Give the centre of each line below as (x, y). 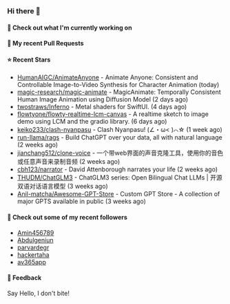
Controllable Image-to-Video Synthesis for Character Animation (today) (118, 85)
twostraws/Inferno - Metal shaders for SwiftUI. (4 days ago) (102, 107)
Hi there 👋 (24, 11)
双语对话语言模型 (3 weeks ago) (62, 187)
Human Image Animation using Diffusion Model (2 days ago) (103, 99)
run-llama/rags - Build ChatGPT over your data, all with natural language (119, 137)
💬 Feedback (24, 278)
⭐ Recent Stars (29, 59)
